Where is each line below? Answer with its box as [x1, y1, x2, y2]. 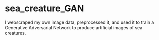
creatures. [5, 30, 26, 36]
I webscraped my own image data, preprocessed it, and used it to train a [5, 19, 154, 25]
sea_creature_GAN [5, 3, 84, 14]
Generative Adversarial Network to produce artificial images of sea [5, 24, 143, 30]
